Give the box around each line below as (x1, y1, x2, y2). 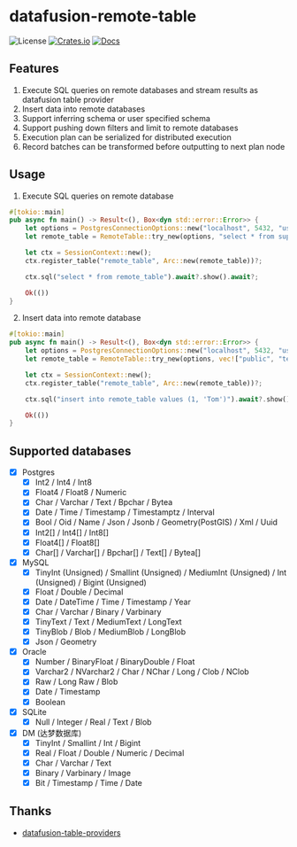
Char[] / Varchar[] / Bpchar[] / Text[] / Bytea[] (34, 547, 202, 557)
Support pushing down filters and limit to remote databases (21, 122, 239, 133)
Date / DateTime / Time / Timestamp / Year (34, 596, 192, 607)
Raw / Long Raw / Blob (34, 676, 118, 688)
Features (9, 61, 59, 76)
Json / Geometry (34, 636, 97, 648)
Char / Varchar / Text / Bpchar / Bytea (34, 497, 173, 508)
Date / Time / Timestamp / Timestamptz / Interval (34, 507, 215, 517)
